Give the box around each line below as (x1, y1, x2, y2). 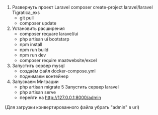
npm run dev (19, 52, 46, 58)
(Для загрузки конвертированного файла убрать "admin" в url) (5, 104, 139, 110)
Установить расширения (12, 25, 65, 31)
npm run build (19, 47, 49, 52)
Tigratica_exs (12, 9, 40, 15)
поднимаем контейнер (19, 73, 69, 79)
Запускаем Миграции (12, 78, 59, 84)
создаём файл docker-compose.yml (19, 68, 96, 74)
